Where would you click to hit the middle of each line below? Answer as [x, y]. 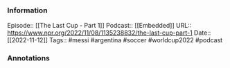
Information [27, 10]
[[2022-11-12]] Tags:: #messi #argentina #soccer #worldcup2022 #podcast [115, 40]
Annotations [28, 58]
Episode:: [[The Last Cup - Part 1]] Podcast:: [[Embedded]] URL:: [99, 26]
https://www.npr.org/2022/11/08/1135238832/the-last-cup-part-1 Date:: [109, 33]
